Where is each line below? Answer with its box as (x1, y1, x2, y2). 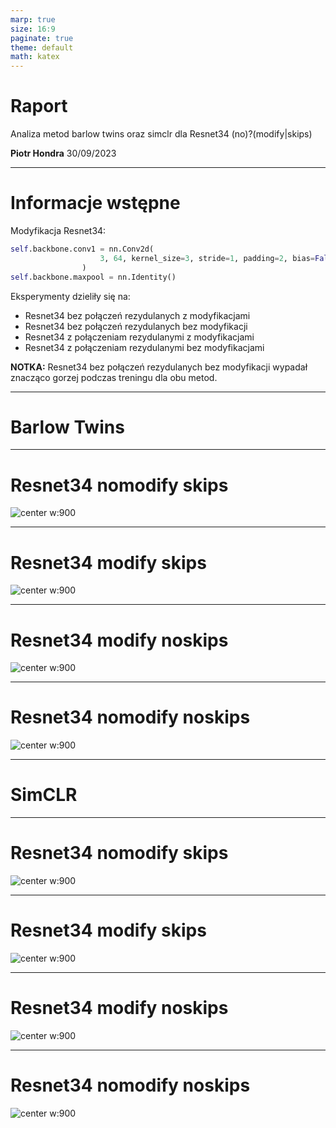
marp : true (10, 14, 56, 25)
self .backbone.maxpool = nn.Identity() (10, 272, 177, 282)
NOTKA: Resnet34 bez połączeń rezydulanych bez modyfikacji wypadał (10, 361, 308, 373)
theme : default (10, 42, 74, 53)
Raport (10, 95, 68, 118)
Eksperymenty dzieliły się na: (10, 290, 131, 302)
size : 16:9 (10, 24, 56, 34)
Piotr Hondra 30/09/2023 (10, 147, 117, 160)
